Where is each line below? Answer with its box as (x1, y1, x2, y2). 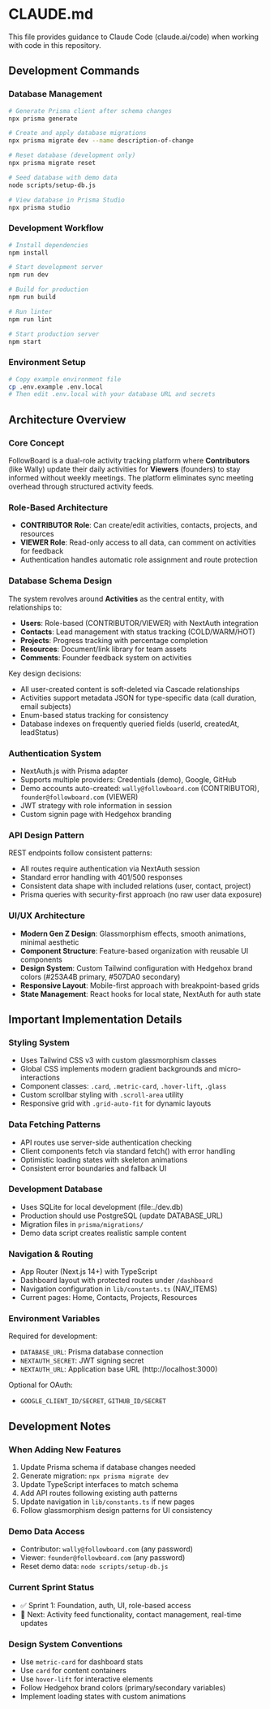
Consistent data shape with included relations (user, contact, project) (19, 881, 251, 891)
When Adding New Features (8, 1444, 122, 1455)
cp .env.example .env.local (8, 383, 104, 391)
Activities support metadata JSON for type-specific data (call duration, (19, 693, 257, 702)
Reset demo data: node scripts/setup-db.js (19, 1562, 169, 1572)
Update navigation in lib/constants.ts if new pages (19, 1497, 195, 1507)
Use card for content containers (19, 1665, 127, 1675)
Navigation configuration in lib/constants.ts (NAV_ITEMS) (19, 1284, 217, 1294)
